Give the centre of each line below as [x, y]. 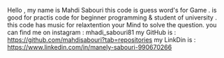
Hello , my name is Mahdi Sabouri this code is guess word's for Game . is [112, 10]
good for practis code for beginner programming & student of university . [112, 17]
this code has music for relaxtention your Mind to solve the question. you [112, 25]
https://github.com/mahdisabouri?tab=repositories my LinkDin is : [102, 40]
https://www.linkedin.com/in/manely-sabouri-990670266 [90, 47]
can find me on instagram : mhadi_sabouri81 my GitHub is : [92, 32]
